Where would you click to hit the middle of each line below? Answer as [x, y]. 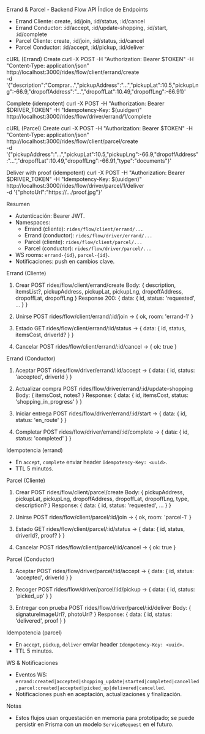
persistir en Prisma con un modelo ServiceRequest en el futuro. [94, 724]
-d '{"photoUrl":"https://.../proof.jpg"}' [54, 192]
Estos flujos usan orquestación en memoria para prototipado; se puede [105, 718]
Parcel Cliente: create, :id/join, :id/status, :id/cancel [80, 41]
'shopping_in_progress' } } [49, 402]
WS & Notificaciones [32, 663]
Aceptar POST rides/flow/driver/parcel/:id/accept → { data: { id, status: [105, 571]
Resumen [18, 204]
